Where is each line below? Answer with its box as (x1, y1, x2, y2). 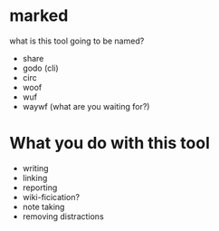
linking (22, 172, 48, 183)
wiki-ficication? (22, 191, 80, 202)
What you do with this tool (9, 133, 211, 154)
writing (22, 162, 49, 173)
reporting (22, 182, 58, 193)
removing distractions (22, 210, 104, 222)
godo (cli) (22, 63, 59, 73)
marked (9, 5, 69, 26)
